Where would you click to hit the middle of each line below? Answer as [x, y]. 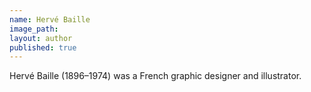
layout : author [41, 38]
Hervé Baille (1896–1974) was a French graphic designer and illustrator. [155, 76]
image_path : [34, 29]
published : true [43, 47]
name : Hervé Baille [50, 19]
